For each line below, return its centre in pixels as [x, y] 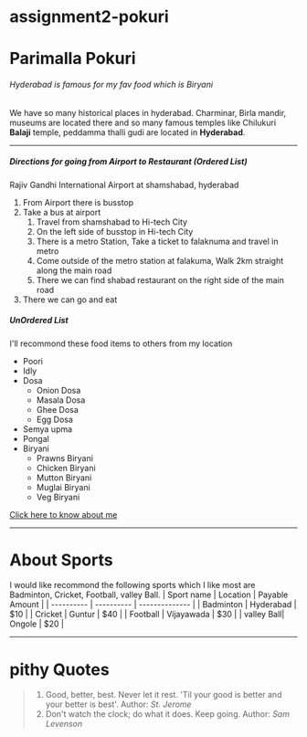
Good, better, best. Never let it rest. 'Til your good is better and [164, 695]
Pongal [36, 438]
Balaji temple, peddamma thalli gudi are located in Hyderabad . [127, 132]
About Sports [61, 560]
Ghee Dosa [58, 409]
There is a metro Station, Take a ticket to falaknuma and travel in [157, 241]
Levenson [64, 724]
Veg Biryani [58, 497]
